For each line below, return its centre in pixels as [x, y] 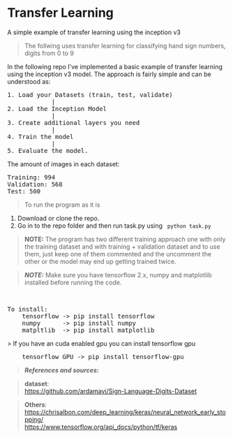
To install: [28, 309]
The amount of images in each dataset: [63, 164]
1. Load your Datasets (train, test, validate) [90, 95]
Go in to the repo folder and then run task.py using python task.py [114, 226]
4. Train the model [40, 137]
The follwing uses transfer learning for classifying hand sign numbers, [125, 45]
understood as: [29, 81]
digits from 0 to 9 [49, 53]
